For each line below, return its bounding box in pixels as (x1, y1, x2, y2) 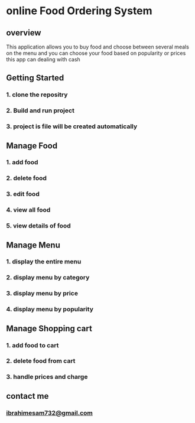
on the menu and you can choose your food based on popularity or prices (6, 50, 186, 57)
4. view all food (6, 206, 51, 214)
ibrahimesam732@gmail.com (6, 409, 93, 417)
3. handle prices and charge (6, 373, 88, 381)
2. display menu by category (6, 274, 90, 282)
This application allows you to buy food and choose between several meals (6, 43, 189, 50)
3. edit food (6, 190, 40, 199)
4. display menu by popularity (6, 305, 93, 314)
